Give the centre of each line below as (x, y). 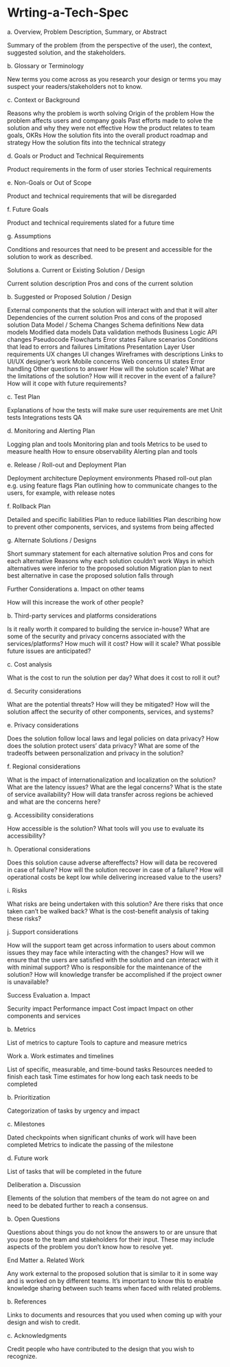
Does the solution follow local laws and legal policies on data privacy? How (113, 738)
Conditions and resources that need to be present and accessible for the (110, 249)
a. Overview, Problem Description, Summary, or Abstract (87, 32)
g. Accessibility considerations (50, 815)
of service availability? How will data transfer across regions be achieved (110, 794)
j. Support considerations (43, 931)
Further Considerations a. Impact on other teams (76, 589)
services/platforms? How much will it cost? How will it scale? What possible (114, 643)
